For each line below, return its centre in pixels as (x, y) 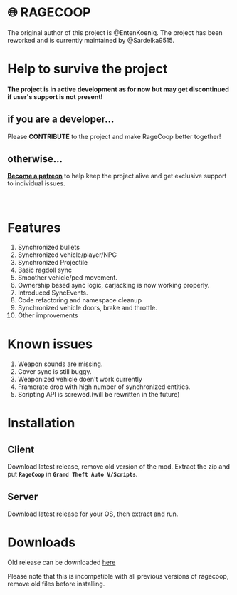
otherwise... (35, 159)
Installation (41, 423)
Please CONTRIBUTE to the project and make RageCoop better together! (114, 136)
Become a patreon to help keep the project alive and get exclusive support (117, 176)
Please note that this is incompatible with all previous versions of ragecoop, (118, 576)
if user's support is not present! (55, 96)
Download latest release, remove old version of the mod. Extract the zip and (118, 467)
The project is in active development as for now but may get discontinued (118, 89)
